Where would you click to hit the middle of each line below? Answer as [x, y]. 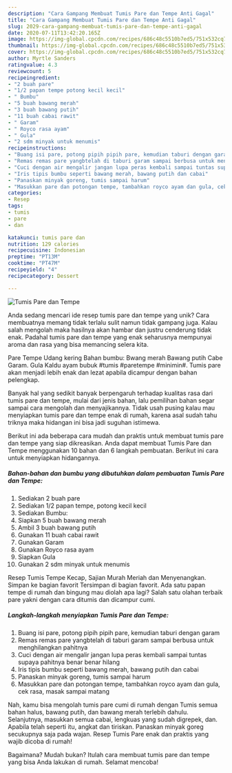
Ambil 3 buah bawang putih [57, 528]
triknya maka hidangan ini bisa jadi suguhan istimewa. [84, 422]
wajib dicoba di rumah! [40, 741]
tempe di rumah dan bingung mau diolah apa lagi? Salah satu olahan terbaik [115, 592]
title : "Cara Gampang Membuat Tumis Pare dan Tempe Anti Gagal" [102, 20]
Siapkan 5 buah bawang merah [62, 520]
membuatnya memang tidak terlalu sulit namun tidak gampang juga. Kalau [113, 322]
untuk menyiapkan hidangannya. [54, 458]
